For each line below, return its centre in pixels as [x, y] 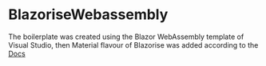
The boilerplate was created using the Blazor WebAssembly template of [126, 37]
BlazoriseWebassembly [88, 15]
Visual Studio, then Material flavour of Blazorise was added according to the [133, 45]
